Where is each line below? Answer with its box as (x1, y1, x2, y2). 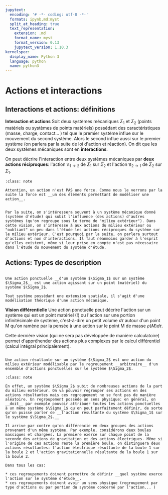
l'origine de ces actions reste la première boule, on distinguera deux (5, 441, 160, 446)
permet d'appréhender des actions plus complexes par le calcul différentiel (5, 338, 160, 344)
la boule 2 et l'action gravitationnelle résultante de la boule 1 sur (5, 450, 158, 455)
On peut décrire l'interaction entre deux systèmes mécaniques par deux (5, 156, 154, 162)
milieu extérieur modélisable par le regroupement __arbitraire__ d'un (5, 362, 158, 367)
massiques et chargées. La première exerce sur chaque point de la (5, 432, 149, 437)
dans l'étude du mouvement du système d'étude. (5, 245, 107, 250)
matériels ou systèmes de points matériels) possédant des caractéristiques (5, 125, 160, 131)
